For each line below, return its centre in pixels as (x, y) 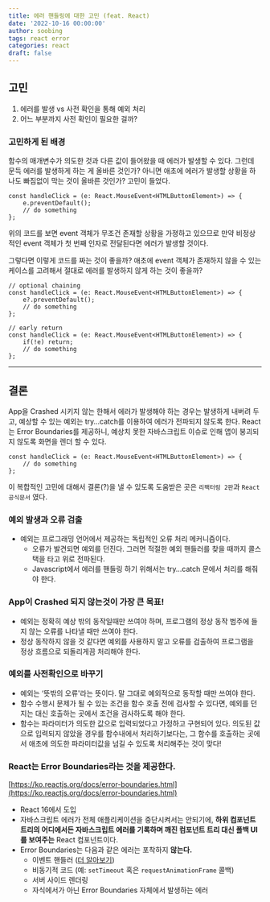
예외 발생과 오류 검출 (45, 519)
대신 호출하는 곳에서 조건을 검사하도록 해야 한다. (110, 713)
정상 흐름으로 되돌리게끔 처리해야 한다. (80, 651)
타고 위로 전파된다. (76, 559)
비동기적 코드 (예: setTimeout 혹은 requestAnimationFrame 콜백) (133, 870)
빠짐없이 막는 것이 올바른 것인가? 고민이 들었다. (97, 181)
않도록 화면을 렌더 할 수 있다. (61, 441)
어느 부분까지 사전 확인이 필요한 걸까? (79, 118)
